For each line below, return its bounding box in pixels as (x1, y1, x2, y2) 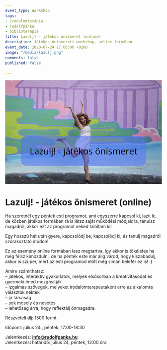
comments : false (5, 55, 39, 60)
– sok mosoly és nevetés (5, 300, 56, 306)
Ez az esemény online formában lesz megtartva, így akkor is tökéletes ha (5, 248, 155, 254)
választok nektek (5, 289, 40, 295)
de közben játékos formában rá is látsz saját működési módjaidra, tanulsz (5, 218, 155, 224)
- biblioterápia (5, 29, 39, 34)
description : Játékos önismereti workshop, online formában (5, 40, 133, 45)
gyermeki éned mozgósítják (5, 279, 62, 285)
